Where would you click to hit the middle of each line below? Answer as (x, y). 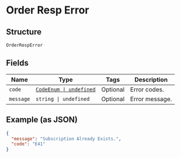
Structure (24, 32)
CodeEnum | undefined (66, 89)
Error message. (151, 99)
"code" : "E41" (28, 144)
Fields (18, 63)
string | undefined (63, 99)
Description (151, 80)
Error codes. (147, 90)
